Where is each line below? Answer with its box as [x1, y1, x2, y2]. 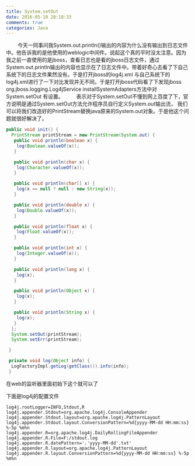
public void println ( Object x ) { [13, 288, 95, 294]
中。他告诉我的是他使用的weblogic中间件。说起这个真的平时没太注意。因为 [6, 49, 187, 56]
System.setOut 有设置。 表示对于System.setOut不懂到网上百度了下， [6, 93, 184, 100]
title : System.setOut [6, 8, 59, 15]
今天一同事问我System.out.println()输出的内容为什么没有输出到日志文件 [17, 42, 189, 49]
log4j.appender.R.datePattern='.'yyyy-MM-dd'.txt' [6, 440, 132, 446]
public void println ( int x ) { [13, 245, 88, 251]
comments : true [6, 19, 43, 25]
